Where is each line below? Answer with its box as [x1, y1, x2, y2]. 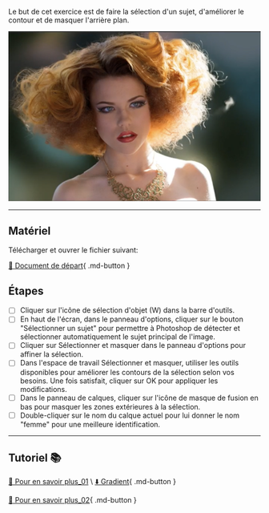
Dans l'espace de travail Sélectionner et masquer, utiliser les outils [19, 358, 239, 368]
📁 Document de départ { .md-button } [8, 261, 130, 271]
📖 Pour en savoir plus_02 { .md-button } [8, 495, 138, 505]
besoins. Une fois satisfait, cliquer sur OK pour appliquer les [19, 376, 219, 386]
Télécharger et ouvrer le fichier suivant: [8, 245, 139, 255]
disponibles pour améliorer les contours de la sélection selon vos [19, 367, 235, 377]
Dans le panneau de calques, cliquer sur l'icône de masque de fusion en [19, 393, 259, 402]
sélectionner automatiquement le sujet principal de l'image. [19, 332, 216, 341]
